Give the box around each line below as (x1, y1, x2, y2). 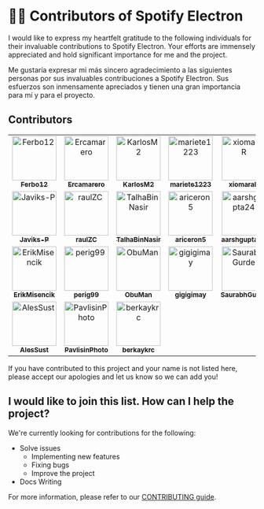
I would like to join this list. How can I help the (8, 395, 234, 408)
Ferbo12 (20, 180, 49, 188)
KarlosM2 (123, 180, 155, 188)
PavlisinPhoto (64, 345, 108, 354)
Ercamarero (68, 180, 105, 188)
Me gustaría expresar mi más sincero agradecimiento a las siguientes (8, 65, 233, 74)
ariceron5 (175, 235, 207, 243)
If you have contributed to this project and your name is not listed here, (8, 363, 238, 373)
